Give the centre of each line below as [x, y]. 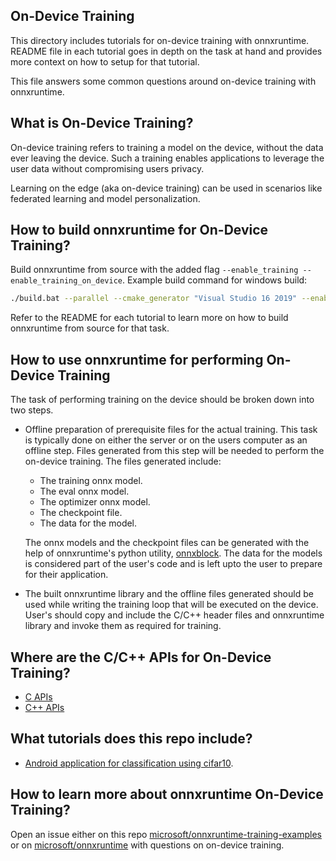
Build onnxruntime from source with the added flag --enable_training [154, 270]
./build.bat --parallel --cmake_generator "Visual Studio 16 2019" [154, 299]
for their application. [66, 575]
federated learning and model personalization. [105, 198]
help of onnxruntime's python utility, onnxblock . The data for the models [173, 553]
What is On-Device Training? [102, 123]
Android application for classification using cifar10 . [129, 763]
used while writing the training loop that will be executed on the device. [171, 605]
